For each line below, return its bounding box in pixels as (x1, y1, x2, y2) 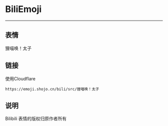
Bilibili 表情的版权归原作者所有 (5, 115, 67, 121)
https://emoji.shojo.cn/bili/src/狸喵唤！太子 (5, 86, 99, 91)
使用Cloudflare (5, 75, 36, 81)
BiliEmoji (5, 4, 42, 15)
